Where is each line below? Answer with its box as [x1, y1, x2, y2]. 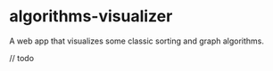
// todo [9, 52, 34, 63]
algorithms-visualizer [9, 6, 173, 27]
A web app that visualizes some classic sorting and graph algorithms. [9, 35, 265, 46]
